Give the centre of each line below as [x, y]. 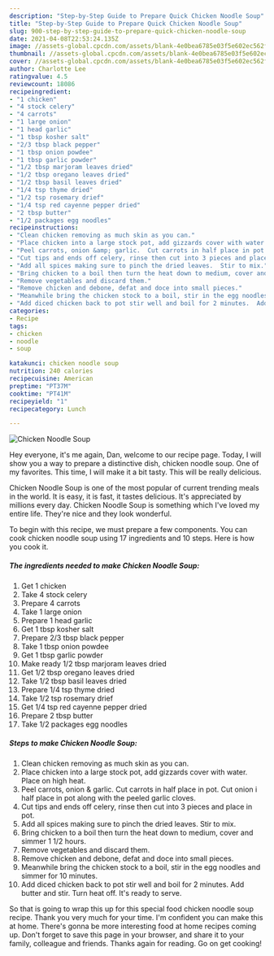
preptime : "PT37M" [40, 386]
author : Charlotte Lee [48, 69]
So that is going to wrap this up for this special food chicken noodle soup [132, 909]
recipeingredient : [40, 92]
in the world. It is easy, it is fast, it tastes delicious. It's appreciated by [126, 496]
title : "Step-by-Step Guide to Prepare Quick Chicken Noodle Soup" [126, 24]
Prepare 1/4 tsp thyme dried [67, 690]
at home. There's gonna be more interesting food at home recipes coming [133, 926]
